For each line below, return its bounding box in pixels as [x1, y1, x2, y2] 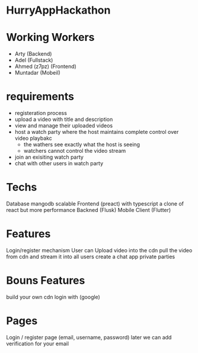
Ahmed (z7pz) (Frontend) [14, 63, 77, 70]
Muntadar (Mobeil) [14, 69, 60, 76]
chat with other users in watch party [14, 160, 104, 167]
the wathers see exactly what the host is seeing [23, 141, 140, 148]
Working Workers [6, 31, 95, 44]
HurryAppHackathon [6, 4, 111, 17]
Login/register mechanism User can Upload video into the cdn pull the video [6, 246, 193, 253]
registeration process [14, 110, 67, 117]
